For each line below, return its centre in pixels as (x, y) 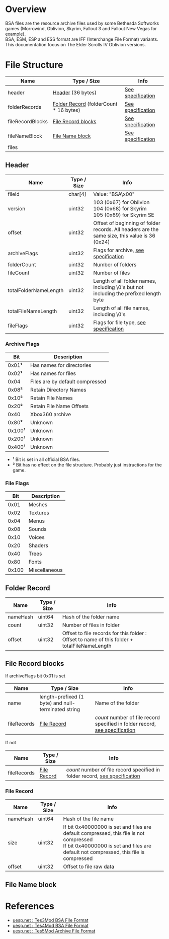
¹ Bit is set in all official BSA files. (46, 459)
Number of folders (115, 264)
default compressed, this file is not (104, 833)
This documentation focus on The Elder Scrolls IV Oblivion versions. (76, 44)
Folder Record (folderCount (85, 104)
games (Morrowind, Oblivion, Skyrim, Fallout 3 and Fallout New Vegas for (81, 28)
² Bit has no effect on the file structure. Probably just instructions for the (87, 464)
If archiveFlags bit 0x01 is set (35, 676)
